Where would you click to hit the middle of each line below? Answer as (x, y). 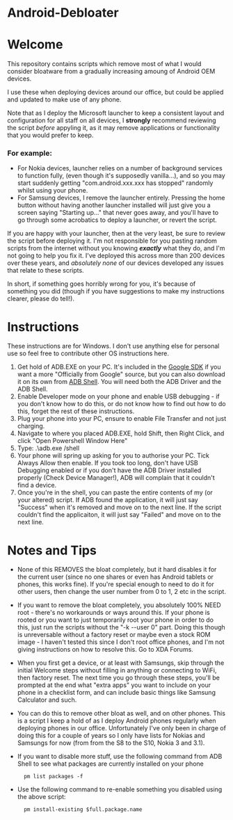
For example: (30, 153)
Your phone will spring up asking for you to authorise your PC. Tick (113, 456)
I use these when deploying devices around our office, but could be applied (115, 93)
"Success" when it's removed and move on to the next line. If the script (119, 507)
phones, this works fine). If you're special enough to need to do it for (115, 584)
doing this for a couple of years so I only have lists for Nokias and (111, 736)
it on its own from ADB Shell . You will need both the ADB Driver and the (119, 382)
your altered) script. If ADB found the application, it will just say (107, 500)
